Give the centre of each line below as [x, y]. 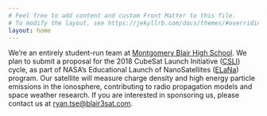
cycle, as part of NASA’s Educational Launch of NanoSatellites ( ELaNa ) [124, 70]
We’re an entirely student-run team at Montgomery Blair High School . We [128, 53]
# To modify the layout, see [56, 23]
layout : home [30, 30]
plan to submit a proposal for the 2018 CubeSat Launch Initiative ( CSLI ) [124, 61]
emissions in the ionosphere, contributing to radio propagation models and [130, 87]
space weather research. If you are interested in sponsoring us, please [124, 95]
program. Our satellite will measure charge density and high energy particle [132, 78]
